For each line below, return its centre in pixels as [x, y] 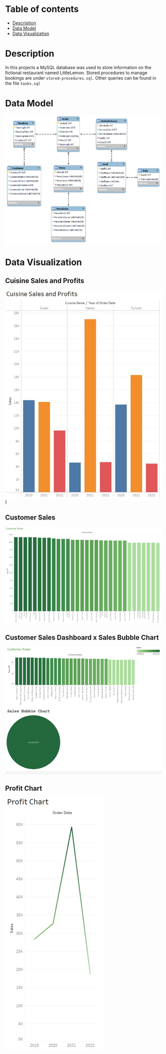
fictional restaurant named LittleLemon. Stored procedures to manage [76, 73]
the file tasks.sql [23, 83]
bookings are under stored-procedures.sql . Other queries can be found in [81, 78]
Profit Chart [24, 789]
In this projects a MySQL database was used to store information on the [78, 67]
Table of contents [42, 9]
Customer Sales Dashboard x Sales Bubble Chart [82, 637]
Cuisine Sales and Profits [45, 280]
